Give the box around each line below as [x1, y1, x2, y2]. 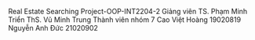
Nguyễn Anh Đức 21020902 [8, 24, 98, 32]
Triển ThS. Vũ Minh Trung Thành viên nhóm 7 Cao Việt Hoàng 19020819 [8, 15, 242, 24]
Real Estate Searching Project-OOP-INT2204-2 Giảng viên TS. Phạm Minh [8, 7, 248, 16]
